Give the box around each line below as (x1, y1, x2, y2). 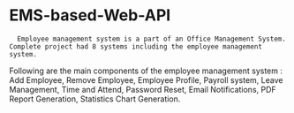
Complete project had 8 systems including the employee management (9, 41, 263, 51)
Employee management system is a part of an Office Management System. (17, 34, 287, 43)
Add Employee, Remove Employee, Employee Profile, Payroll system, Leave (9, 74, 283, 85)
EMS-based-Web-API (9, 5, 171, 26)
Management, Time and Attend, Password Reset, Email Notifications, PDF (9, 84, 276, 94)
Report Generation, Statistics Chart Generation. (9, 94, 181, 104)
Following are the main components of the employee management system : (9, 65, 283, 76)
